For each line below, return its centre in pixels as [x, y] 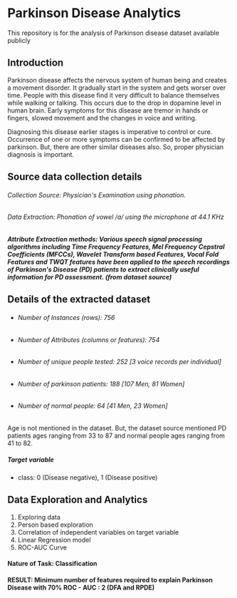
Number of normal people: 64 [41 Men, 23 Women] [93, 406]
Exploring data [39, 517]
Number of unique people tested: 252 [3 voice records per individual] [120, 362]
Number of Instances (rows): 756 [66, 317]
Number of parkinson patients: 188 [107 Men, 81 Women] [101, 383]
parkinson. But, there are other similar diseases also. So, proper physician [116, 147]
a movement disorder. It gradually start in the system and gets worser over [117, 88]
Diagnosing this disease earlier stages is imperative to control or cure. [110, 132]
